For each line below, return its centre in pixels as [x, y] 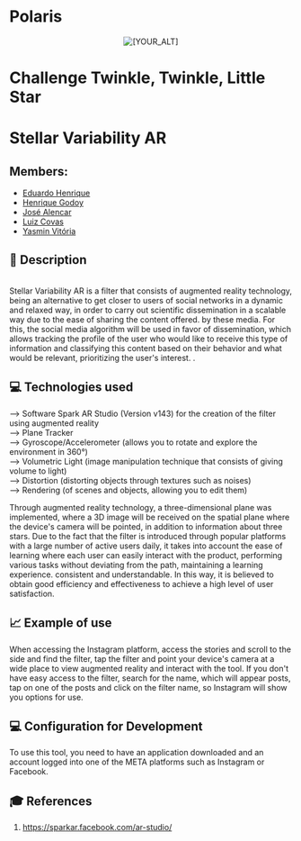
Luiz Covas [43, 222]
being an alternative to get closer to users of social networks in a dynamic [146, 300]
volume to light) [38, 471]
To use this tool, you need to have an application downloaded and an [137, 753]
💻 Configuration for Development [106, 726]
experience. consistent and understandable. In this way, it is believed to [142, 574]
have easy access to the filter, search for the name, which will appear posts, [150, 678]
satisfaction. [32, 593]
